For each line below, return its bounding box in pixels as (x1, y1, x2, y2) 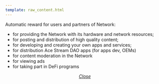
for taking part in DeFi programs (12, 63, 79, 69)
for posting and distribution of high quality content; (12, 36, 119, 43)
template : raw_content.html (5, 7, 65, 13)
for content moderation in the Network (12, 53, 93, 59)
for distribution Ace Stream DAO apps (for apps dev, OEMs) (12, 47, 136, 53)
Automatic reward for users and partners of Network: (5, 21, 116, 27)
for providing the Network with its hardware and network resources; (12, 31, 154, 37)
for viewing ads (12, 58, 45, 64)
